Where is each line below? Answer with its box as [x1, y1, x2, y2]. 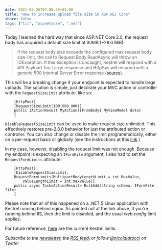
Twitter [5, 240, 20, 246]
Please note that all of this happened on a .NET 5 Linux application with [5, 200, 149, 206]
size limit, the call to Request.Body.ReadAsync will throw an [17, 55, 137, 60]
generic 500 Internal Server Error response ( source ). [17, 70, 124, 76]
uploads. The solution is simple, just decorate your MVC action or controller [5, 84, 158, 91]
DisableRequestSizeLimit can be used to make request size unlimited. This [5, 121, 156, 127]
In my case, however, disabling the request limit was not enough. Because [5, 146, 155, 152]
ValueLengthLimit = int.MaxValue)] [23, 179, 95, 184]
